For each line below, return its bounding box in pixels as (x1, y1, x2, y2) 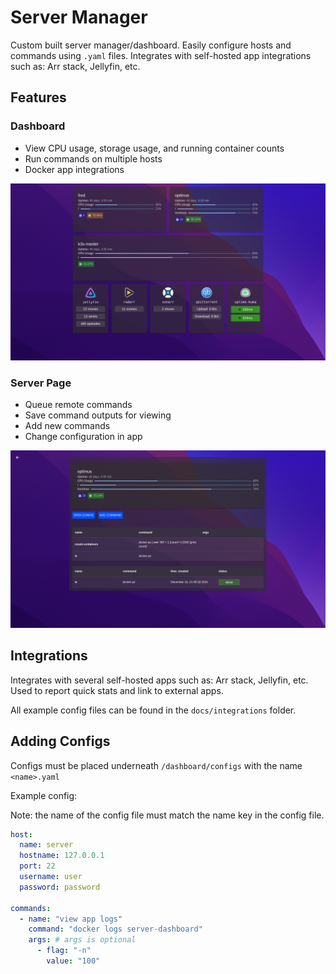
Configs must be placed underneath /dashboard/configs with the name (10, 759, 303, 771)
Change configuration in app (24, 431, 143, 443)
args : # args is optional (28, 935, 137, 945)
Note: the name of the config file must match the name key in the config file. (10, 809, 325, 821)
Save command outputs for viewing (24, 409, 172, 421)
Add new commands (24, 420, 111, 432)
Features (10, 89, 67, 106)
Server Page (10, 376, 72, 390)
